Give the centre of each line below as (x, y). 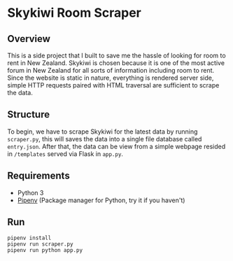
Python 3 (30, 192)
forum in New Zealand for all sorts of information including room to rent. (111, 70)
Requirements (38, 176)
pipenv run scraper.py (40, 244)
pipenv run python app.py (45, 251)
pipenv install (29, 238)
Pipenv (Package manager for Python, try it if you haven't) (101, 200)
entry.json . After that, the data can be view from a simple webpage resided (116, 146)
